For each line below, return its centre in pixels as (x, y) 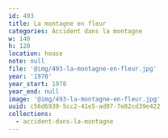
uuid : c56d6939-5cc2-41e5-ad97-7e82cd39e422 (84, 106)
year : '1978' (30, 76)
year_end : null (34, 91)
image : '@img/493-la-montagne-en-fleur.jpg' (84, 99)
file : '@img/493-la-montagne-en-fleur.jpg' (83, 69)
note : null (27, 62)
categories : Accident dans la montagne (76, 31)
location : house (36, 54)
